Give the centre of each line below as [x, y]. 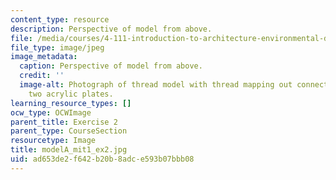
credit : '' [42, 76]
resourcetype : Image [53, 141]
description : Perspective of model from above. [111, 29]
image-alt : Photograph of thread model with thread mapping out [156, 85]
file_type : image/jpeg [57, 47]
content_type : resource [60, 19]
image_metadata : [44, 57]
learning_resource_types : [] [71, 103]
